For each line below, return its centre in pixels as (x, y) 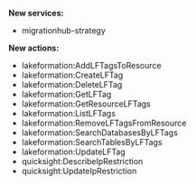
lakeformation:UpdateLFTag (73, 152)
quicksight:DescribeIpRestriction (82, 161)
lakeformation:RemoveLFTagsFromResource (104, 123)
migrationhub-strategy (63, 30)
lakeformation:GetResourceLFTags (86, 104)
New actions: (34, 48)
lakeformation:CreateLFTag (72, 75)
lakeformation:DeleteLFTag (72, 84)
